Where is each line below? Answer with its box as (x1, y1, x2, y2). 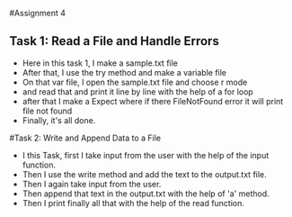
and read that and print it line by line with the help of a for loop (22, 86, 253, 97)
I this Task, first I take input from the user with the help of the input (22, 149, 270, 160)
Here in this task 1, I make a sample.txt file (22, 58, 178, 68)
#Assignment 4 (9, 8, 66, 18)
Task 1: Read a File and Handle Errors (9, 33, 220, 49)
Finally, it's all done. (22, 114, 96, 125)
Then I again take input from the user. (22, 178, 162, 189)
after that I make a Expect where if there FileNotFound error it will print (22, 95, 284, 106)
